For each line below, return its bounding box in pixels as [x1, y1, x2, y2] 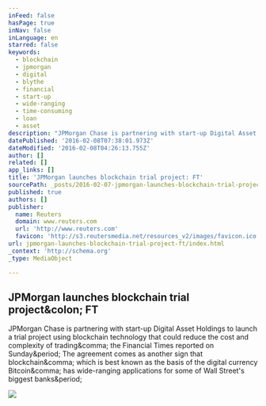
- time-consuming [15, 108, 73, 116]
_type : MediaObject [8, 254, 73, 262]
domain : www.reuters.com [15, 218, 97, 226]
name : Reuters [15, 211, 62, 218]
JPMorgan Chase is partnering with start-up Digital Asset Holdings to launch [8, 324, 258, 333]
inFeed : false [8, 11, 55, 20]
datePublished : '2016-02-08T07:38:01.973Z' [8, 136, 154, 145]
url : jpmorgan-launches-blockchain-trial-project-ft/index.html [8, 240, 225, 248]
